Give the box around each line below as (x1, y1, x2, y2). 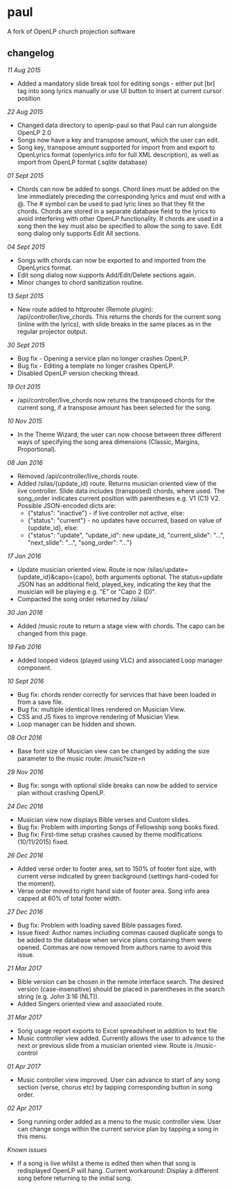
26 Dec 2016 (7, 851, 44, 859)
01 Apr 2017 (7, 1062, 41, 1070)
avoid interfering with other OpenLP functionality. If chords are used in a (17, 214, 224, 222)
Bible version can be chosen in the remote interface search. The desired (17, 977, 224, 985)
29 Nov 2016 (7, 767, 44, 776)
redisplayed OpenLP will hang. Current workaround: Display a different (17, 1166, 220, 1174)
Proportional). (17, 445, 57, 453)
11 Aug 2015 (7, 65, 42, 74)
